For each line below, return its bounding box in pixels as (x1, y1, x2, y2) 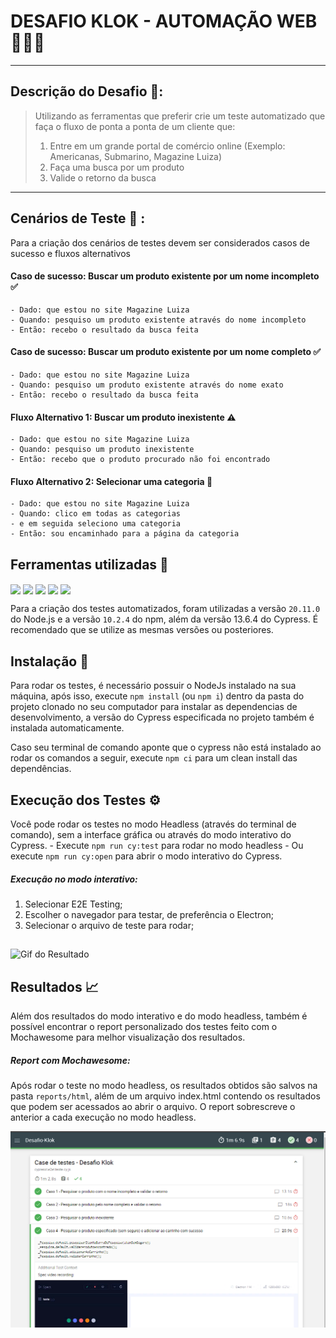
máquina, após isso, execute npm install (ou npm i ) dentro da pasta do (10, 690, 305, 702)
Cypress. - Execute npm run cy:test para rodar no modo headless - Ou (10, 839, 304, 851)
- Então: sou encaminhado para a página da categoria (10, 529, 240, 539)
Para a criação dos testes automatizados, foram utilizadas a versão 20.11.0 (10, 603, 321, 615)
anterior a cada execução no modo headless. (10, 1111, 197, 1124)
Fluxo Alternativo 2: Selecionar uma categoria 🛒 (10, 475, 213, 487)
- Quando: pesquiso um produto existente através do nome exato (10, 380, 284, 390)
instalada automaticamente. (10, 722, 125, 734)
